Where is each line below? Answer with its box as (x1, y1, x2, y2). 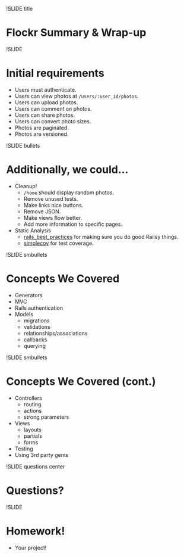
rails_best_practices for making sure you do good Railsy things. (23, 233, 179, 240)
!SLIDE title (6, 5, 33, 12)
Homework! (6, 524, 65, 538)
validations (23, 323, 50, 330)
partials (23, 432, 43, 440)
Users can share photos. (14, 111, 75, 119)
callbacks (23, 336, 47, 343)
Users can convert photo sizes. (14, 117, 91, 125)
